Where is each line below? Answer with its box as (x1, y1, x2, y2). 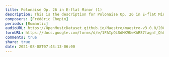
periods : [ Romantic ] (5, 21, 49, 26)
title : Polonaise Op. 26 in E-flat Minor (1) (5, 7, 102, 12)
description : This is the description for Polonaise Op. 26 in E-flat (5, 12, 156, 17)
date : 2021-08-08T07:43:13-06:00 (5, 44, 75, 49)
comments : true (5, 35, 37, 40)
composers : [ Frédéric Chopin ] (5, 16, 69, 21)
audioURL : (5, 26, 26, 31)
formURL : (5, 30, 24, 35)
